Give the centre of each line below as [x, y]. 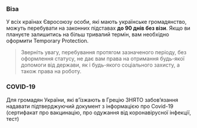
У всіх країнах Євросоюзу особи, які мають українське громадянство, [96, 22]
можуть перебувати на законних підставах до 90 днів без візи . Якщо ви [98, 28]
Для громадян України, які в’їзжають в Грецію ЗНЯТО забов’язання [92, 99]
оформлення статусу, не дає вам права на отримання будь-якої [103, 59]
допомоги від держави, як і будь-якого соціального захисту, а [100, 65]
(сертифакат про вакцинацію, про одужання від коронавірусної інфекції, [98, 113]
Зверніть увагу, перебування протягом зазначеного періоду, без [104, 52]
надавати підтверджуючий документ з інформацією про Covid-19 [90, 106]
